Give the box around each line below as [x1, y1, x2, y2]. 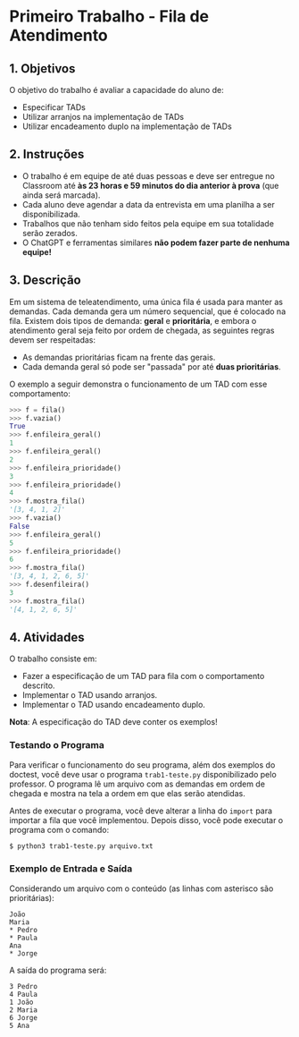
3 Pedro [9, 982, 38, 990]
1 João [9, 998, 34, 1007]
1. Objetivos [9, 61, 76, 76]
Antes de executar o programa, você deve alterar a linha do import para [9, 805, 273, 816]
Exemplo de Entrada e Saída [9, 863, 133, 875]
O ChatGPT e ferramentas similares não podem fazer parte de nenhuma [21, 237, 290, 248]
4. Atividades [9, 629, 85, 645]
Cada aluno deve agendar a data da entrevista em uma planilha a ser [21, 199, 275, 209]
